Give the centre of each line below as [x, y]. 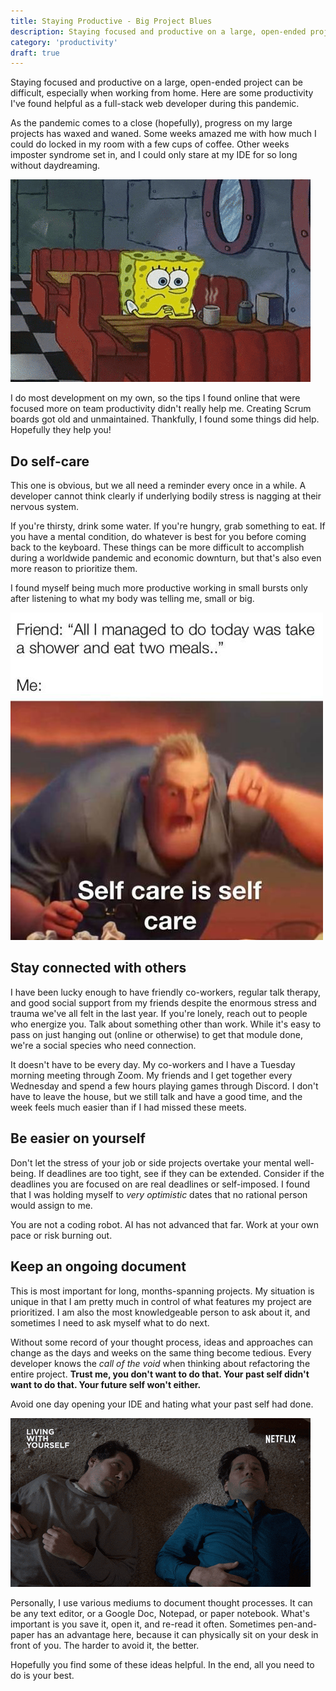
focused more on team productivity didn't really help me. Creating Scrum [161, 409]
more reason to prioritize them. [74, 569]
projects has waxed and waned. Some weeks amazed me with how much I [163, 134]
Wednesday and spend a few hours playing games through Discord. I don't [164, 1086]
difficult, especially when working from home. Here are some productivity [162, 93]
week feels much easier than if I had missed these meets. [128, 1107]
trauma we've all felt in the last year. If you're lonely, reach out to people [159, 1013]
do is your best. [42, 1675]
